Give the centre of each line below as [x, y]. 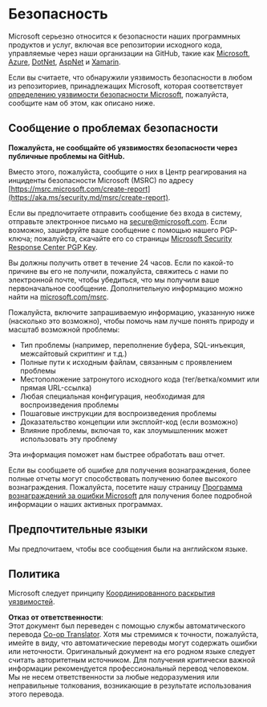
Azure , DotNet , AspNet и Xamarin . [65, 62]
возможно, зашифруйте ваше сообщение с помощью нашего [113, 230]
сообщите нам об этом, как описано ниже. [82, 103]
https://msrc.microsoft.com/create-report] [81, 189]
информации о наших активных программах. [86, 504]
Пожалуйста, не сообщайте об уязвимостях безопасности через [123, 147]
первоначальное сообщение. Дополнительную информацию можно [125, 288]
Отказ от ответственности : [56, 617]
